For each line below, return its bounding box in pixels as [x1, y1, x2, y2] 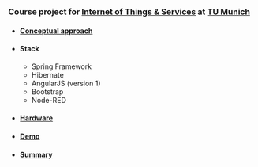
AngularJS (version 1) [31, 78, 101, 88]
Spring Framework [31, 62, 92, 71]
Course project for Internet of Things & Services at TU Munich [8, 6, 251, 17]
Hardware [19, 113, 54, 123]
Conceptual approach [19, 26, 93, 36]
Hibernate [31, 70, 65, 79]
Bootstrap [31, 86, 64, 97]
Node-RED [31, 95, 67, 104]
